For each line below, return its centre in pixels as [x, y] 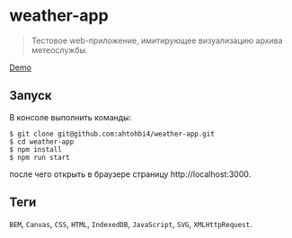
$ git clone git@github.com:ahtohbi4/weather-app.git [112, 134]
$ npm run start [40, 157]
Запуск [31, 96]
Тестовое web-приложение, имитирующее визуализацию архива [157, 40]
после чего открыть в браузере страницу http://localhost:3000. [130, 174]
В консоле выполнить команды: [71, 117]
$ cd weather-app [42, 141]
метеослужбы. [59, 49]
